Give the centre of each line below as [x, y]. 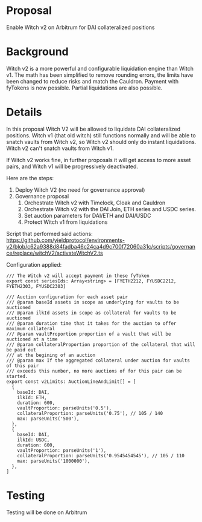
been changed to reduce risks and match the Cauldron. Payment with [93, 81]
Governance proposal [42, 196]
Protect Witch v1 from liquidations [66, 222]
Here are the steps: [30, 178]
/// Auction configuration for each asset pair [67, 297]
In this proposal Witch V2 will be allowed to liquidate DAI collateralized [93, 129]
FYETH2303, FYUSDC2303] [36, 286]
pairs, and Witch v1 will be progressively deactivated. [72, 166]
